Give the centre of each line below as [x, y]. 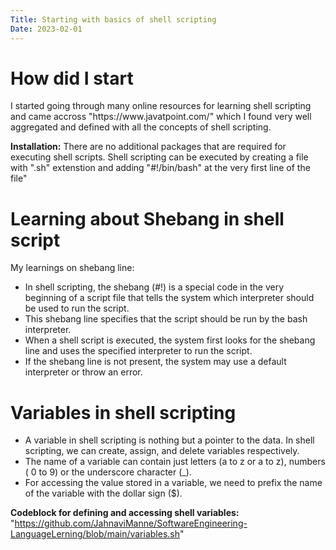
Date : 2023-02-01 [46, 29]
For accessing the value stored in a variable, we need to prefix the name [173, 483]
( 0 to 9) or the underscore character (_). [108, 472]
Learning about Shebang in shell [147, 218]
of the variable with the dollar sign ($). [103, 493]
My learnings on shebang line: [72, 268]
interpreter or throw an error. [83, 372]
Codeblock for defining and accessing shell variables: [125, 513]
